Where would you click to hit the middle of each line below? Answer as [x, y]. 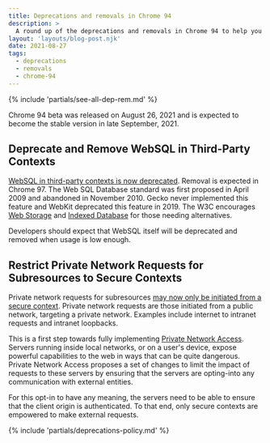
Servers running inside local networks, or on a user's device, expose [122, 347]
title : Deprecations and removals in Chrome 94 [90, 16]
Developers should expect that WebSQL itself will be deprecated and [123, 231]
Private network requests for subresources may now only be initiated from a [135, 297]
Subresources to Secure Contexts [95, 277]
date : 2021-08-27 [38, 46]
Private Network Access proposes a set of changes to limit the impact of [129, 364]
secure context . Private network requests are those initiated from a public [131, 306]
